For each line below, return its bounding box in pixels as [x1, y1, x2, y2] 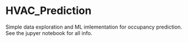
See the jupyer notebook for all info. [5, 29, 93, 36]
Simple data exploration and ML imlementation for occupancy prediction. [5, 23, 183, 30]
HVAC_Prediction [5, 4, 92, 17]
